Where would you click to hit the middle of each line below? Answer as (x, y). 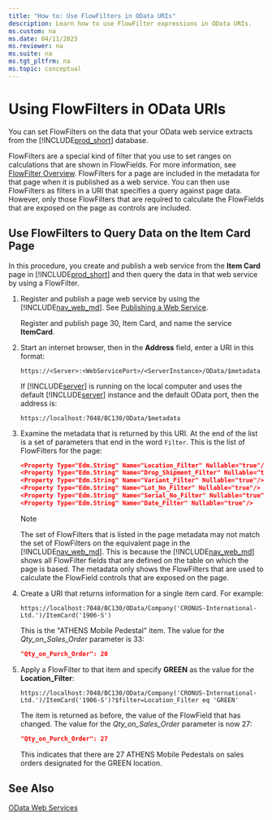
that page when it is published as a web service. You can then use (119, 182)
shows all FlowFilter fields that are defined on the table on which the (134, 560)
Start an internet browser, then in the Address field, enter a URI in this (137, 347)
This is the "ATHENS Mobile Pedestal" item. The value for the (122, 630)
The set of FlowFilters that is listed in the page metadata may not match (140, 534)
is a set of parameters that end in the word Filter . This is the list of (133, 442)
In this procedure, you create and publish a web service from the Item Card (135, 266)
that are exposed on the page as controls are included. (100, 207)
